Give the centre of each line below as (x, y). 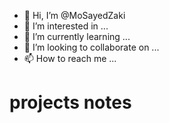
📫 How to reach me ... (70, 58)
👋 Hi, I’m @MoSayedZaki (74, 15)
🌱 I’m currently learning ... (77, 36)
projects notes (70, 102)
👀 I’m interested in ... (66, 26)
